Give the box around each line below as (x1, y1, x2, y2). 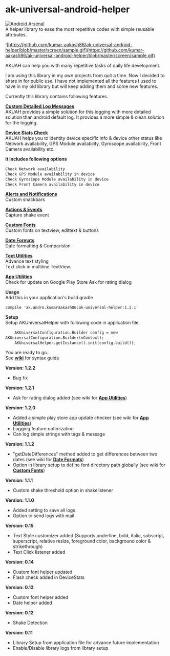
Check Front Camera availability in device (5, 181, 100, 187)
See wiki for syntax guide (5, 355, 59, 361)
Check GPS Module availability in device (5, 171, 95, 177)
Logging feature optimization (12, 425, 74, 431)
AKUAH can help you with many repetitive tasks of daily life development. (5, 62, 161, 68)
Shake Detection (12, 619, 48, 626)
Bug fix (12, 374, 28, 381)
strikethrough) (12, 543, 43, 550)
